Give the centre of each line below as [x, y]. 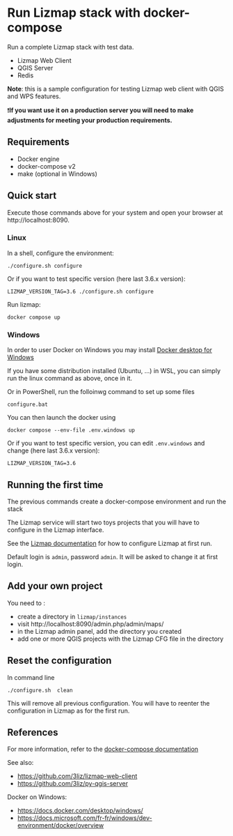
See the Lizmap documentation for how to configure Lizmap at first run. [110, 543]
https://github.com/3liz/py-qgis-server [73, 784]
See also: [21, 763]
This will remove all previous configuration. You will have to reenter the [109, 703]
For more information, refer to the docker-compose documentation [103, 749]
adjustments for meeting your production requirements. [90, 120]
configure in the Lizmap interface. [56, 530]
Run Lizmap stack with [74, 13]
